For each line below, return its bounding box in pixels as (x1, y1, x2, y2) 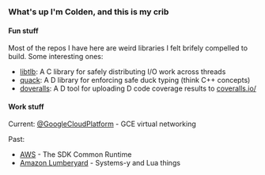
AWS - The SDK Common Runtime (19, 150, 132, 159)
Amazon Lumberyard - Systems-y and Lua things (19, 158, 180, 168)
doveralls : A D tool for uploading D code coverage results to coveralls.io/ (19, 84, 257, 93)
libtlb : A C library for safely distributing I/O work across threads (19, 67, 226, 76)
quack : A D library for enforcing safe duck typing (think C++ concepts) (19, 76, 251, 85)
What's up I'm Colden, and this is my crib (8, 6, 169, 17)
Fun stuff (8, 26, 39, 35)
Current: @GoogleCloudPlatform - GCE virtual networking (8, 119, 196, 128)
